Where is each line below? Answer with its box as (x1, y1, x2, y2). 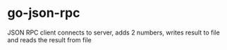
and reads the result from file (7, 35, 92, 44)
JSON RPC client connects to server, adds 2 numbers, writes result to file (7, 28, 220, 37)
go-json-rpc (7, 5, 80, 21)
